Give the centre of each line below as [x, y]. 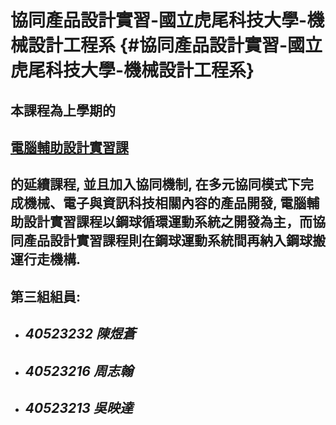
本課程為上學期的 [63, 110]
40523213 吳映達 [78, 407]
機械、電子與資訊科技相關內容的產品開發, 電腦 [165, 203]
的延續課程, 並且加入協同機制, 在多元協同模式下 [155, 184]
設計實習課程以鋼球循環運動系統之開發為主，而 [168, 222]
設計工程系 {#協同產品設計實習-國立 [175, 45]
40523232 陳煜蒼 [80, 334]
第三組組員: [46, 296]
